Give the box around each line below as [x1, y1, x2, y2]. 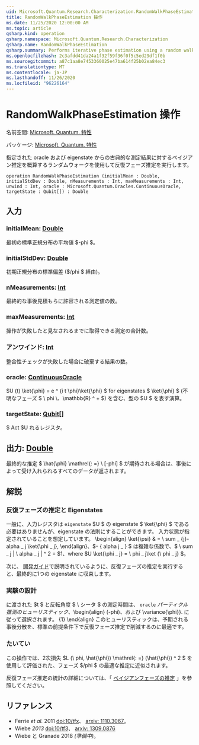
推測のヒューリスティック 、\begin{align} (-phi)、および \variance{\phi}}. [6, 608, 183, 616]
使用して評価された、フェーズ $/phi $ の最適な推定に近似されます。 [6, 661, 171, 668]
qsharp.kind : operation [6, 31, 65, 37]
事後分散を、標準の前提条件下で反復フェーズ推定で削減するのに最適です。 [6, 623, 187, 630]
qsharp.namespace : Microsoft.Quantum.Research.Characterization [6, 36, 168, 42]
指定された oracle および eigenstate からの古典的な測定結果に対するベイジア [6, 154, 193, 161]
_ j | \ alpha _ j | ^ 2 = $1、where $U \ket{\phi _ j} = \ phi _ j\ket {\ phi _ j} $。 [6, 550, 190, 557]
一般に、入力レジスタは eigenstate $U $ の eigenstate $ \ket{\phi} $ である [6, 520, 190, 527]
